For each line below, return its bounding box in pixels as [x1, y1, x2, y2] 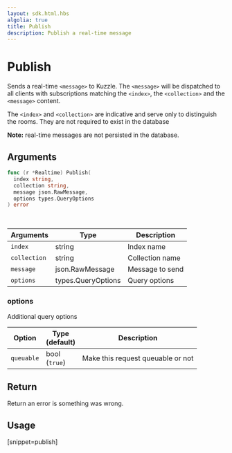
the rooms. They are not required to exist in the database [7, 118, 170, 126]
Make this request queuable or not [82, 353, 194, 363]
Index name [127, 242, 166, 252]
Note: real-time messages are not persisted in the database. [7, 131, 179, 139]
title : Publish [7, 23, 51, 30]
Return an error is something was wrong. [7, 399, 124, 408]
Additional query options [7, 312, 78, 320]
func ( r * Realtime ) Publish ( [7, 169, 91, 176]
